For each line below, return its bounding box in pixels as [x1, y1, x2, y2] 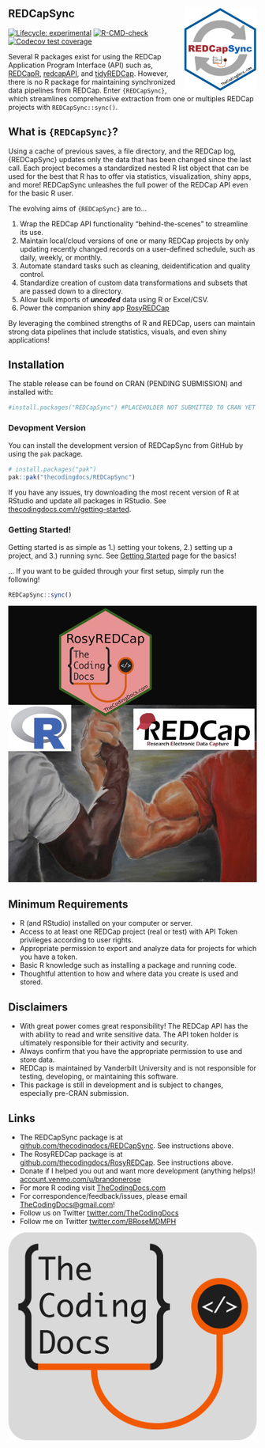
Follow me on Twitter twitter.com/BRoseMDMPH [19, 1217, 177, 1226]
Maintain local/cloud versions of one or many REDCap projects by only [19, 236, 250, 245]
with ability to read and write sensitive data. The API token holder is [19, 1029, 239, 1040]
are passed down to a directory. [19, 286, 124, 296]
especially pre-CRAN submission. [19, 1089, 129, 1098]
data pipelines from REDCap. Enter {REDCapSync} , [8, 85, 167, 95]
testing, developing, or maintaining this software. [19, 1072, 179, 1082]
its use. [19, 227, 43, 237]
